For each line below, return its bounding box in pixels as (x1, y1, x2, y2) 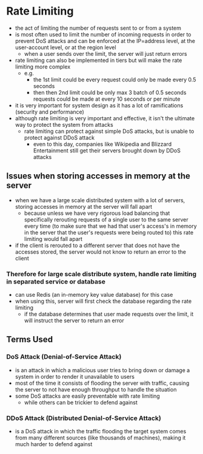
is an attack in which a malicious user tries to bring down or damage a (15, 366, 190, 374)
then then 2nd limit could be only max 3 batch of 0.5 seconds (33, 89, 187, 96)
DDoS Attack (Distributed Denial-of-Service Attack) (6, 414, 162, 422)
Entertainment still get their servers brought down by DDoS (33, 147, 181, 154)
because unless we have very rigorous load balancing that (24, 209, 170, 217)
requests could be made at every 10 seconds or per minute (33, 95, 181, 103)
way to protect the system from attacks (15, 121, 113, 128)
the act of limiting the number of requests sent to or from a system (15, 24, 182, 32)
